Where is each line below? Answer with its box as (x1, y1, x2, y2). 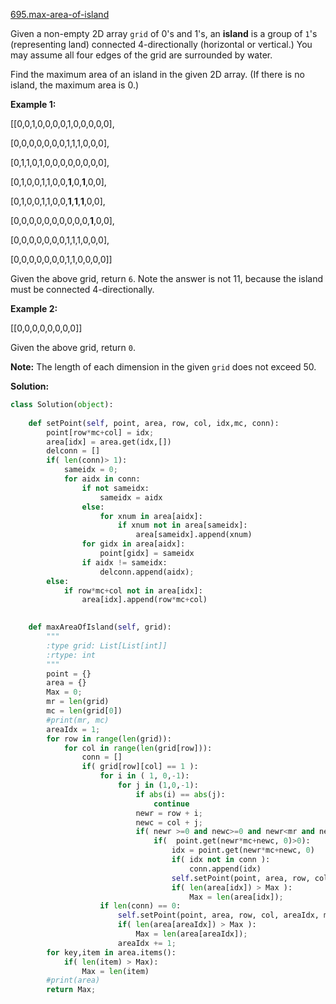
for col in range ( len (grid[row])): (63, 743, 213, 753)
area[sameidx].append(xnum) (135, 530, 253, 540)
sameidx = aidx (99, 492, 163, 503)
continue (153, 799, 190, 809)
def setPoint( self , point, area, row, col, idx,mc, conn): (28, 418, 280, 428)
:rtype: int (46, 650, 97, 660)
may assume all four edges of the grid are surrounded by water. (10, 49, 273, 61)
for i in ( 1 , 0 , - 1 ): (99, 771, 190, 781)
